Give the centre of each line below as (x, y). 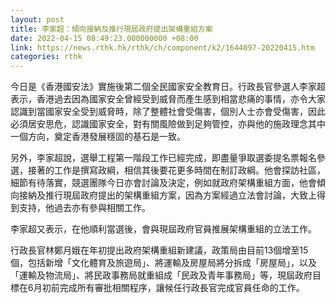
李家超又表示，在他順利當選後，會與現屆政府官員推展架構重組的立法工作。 (163, 229)
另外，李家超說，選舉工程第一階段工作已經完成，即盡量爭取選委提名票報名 (163, 158)
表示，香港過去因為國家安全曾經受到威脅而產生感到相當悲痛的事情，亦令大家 (168, 99)
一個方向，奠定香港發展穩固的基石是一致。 (98, 137)
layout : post (37, 19)
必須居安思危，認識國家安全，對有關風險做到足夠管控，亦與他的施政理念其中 (168, 124)
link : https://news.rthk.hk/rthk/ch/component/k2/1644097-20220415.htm (162, 47)
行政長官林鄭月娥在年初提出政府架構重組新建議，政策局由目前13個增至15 (159, 250)
